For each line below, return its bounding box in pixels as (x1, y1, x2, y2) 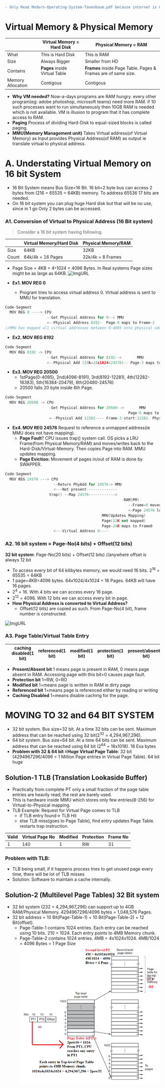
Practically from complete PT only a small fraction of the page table (12, 786, 149, 792)
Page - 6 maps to (128, 411, 160, 416)
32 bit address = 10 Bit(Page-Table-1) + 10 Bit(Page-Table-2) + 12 (12, 914, 144, 920)
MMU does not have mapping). (12, 430, 75, 436)
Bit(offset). (12, 919, 34, 926)
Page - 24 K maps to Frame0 (101, 524, 153, 528)
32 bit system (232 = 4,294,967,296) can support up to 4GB (12, 904, 134, 910)
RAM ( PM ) (123, 497, 139, 502)
